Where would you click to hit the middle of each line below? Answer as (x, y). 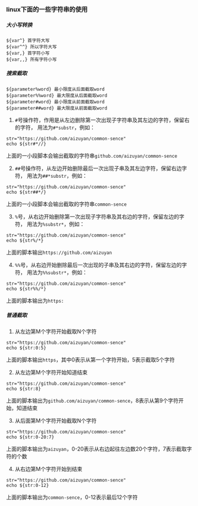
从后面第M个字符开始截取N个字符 (56, 420)
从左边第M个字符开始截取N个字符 (56, 331)
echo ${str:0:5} (26, 348)
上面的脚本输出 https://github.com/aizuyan (59, 252)
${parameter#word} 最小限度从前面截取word (56, 102)
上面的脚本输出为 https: (35, 300)
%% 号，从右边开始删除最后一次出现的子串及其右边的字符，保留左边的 (98, 265)
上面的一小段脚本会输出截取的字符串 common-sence (66, 204)
